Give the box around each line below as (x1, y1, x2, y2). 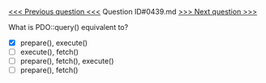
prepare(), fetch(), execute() (19, 56, 114, 66)
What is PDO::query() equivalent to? (8, 23, 128, 31)
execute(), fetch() (19, 48, 79, 57)
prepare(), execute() (19, 38, 88, 48)
